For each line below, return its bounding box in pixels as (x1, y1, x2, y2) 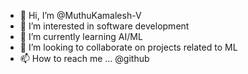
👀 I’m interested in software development (19, 20, 190, 32)
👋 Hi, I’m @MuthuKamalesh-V (19, 10, 142, 21)
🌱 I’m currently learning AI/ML (19, 31, 143, 42)
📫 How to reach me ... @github (19, 53, 150, 64)
